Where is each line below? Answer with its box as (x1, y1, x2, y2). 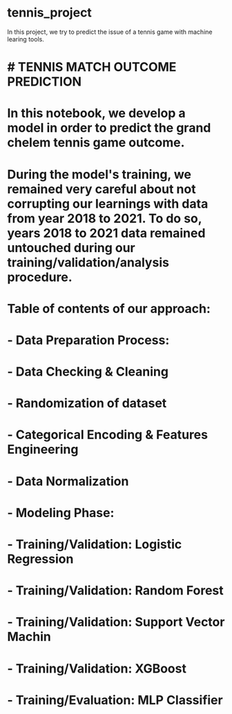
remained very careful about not (7, 181, 196, 197)
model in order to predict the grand (7, 120, 211, 136)
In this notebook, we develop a (7, 106, 186, 122)
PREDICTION (7, 74, 81, 90)
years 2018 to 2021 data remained (7, 225, 206, 241)
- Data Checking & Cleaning (7, 364, 169, 380)
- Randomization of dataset (7, 396, 167, 412)
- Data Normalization (7, 473, 129, 489)
